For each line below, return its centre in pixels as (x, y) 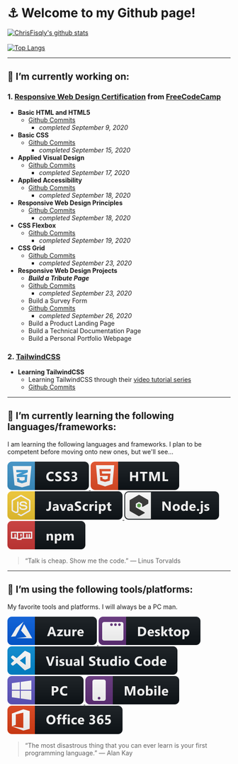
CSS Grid (31, 248)
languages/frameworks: (62, 427)
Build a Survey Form (58, 300)
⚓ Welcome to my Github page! (102, 13)
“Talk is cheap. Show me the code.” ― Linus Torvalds (103, 561)
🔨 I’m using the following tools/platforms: (100, 590)
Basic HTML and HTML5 (54, 112)
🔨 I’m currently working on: (68, 77)
